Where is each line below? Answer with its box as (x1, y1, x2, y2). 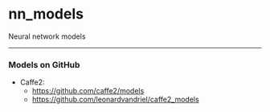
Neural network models (8, 31, 86, 41)
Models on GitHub (8, 59, 80, 70)
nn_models (8, 5, 84, 23)
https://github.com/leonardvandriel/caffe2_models (31, 94, 199, 105)
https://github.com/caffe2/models (31, 86, 145, 96)
